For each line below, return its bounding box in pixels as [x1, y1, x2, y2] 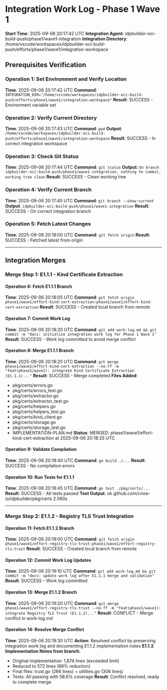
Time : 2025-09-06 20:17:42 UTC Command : [5, 87, 97, 93]
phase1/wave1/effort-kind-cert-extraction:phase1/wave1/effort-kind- [5, 300, 153, 305]
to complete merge [12, 679, 52, 685]
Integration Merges [5, 256, 66, 264]
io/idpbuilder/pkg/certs [5, 496, 52, 502]
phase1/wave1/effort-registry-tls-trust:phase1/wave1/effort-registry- [5, 541, 157, 546]
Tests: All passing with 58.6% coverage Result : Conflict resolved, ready [12, 674, 160, 680]
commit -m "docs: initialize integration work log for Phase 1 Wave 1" [5, 332, 157, 337]
